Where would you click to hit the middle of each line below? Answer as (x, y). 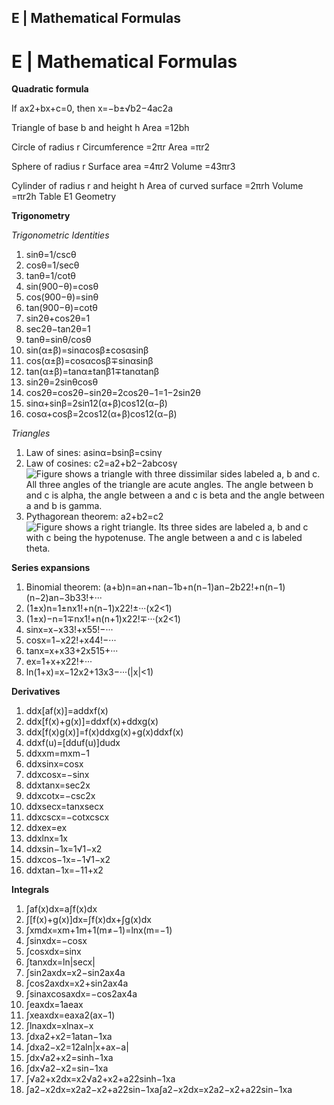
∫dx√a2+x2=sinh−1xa (69, 1058)
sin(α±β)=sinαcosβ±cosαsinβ (87, 350)
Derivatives (36, 692)
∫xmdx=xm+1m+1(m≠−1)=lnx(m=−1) (99, 930)
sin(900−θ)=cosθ (62, 287)
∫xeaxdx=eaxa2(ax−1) (70, 1015)
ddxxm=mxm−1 (57, 753)
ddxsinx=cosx (54, 764)
